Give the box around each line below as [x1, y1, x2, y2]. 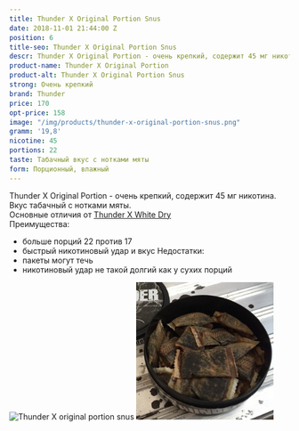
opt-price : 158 [9, 108, 66, 118]
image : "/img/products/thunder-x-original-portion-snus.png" [9, 118, 241, 126]
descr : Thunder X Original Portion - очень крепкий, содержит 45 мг [9, 52, 269, 61]
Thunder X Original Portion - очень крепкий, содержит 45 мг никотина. [9, 190, 277, 200]
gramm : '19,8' [9, 127, 62, 136]
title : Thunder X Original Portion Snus [9, 14, 162, 23]
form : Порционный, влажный [9, 165, 109, 174]
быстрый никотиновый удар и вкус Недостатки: [21, 245, 205, 256]
